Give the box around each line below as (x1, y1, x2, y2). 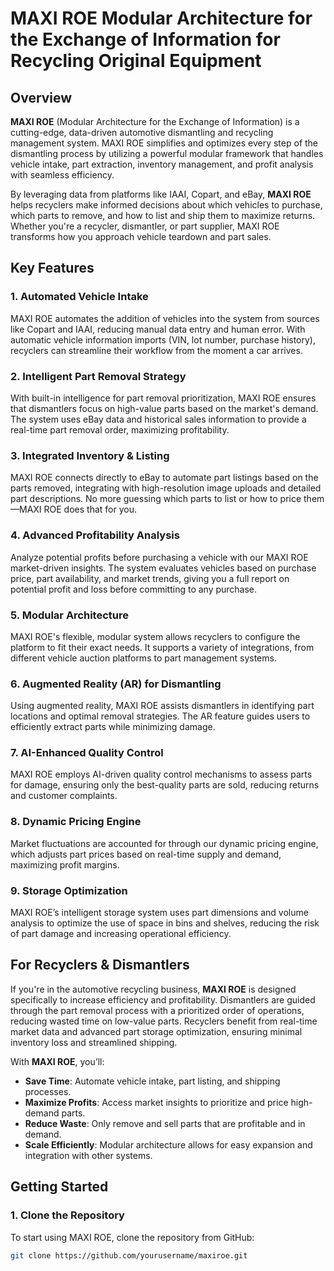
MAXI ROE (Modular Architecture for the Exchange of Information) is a (10, 116, 300, 127)
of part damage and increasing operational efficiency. (10, 928, 232, 940)
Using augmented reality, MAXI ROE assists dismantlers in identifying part (10, 700, 315, 712)
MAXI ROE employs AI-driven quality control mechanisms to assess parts (10, 768, 313, 781)
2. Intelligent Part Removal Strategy (10, 369, 187, 383)
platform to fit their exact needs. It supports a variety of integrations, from (10, 641, 315, 653)
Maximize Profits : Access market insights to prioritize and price (24, 1096, 289, 1108)
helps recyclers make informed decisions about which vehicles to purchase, (10, 199, 323, 211)
